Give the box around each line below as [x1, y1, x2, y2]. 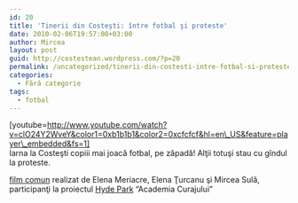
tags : [9, 87, 29, 96]
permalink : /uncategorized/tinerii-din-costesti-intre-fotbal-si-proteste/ [9, 63, 295, 72]
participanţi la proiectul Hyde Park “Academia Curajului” [9, 183, 213, 195]
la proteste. [9, 157, 51, 168]
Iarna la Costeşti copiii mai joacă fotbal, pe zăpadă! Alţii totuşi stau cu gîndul [9, 148, 288, 159]
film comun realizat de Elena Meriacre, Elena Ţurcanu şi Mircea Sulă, [9, 175, 260, 185]
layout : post [9, 46, 58, 55]
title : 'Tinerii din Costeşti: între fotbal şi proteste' [9, 21, 228, 30]
